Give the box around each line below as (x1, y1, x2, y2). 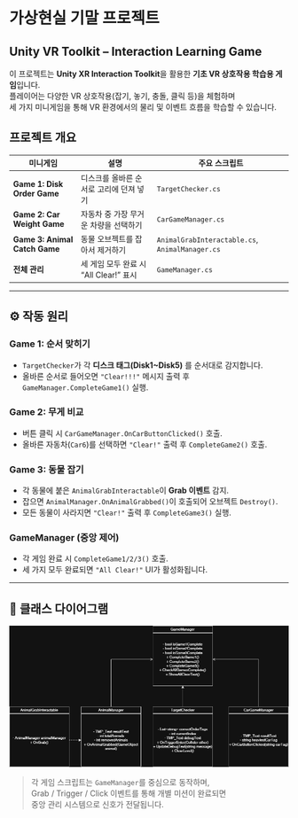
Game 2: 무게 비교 (9, 406, 84, 418)
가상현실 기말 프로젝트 (9, 8, 160, 28)
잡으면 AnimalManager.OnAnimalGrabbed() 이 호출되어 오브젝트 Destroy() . (21, 496, 278, 507)
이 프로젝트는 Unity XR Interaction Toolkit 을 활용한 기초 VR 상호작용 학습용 (9, 68, 274, 79)
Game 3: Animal (12, 234, 74, 245)
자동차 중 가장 (81, 208, 129, 219)
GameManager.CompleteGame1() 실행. (21, 382, 149, 393)
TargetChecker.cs (156, 185, 221, 194)
